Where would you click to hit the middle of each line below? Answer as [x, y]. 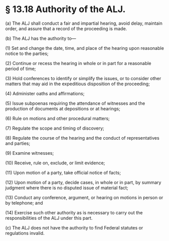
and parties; [18, 143]
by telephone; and [24, 203]
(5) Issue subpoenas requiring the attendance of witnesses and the [75, 103]
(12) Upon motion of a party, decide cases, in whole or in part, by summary [83, 182]
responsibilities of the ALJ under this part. [49, 218]
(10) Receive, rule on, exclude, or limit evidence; [55, 163]
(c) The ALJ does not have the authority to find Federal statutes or [74, 227]
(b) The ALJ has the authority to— [41, 38]
